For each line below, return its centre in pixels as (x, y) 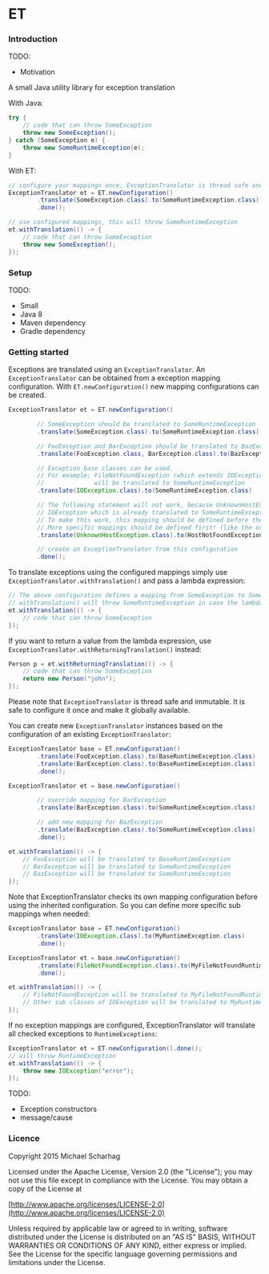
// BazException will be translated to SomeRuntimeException (126, 874)
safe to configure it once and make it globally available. (99, 710)
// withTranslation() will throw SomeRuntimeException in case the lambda (136, 603)
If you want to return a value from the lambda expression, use (110, 641)
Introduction (33, 39)
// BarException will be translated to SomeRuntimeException (126, 867)
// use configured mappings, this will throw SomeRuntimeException (123, 222)
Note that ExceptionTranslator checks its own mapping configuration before (133, 897)
